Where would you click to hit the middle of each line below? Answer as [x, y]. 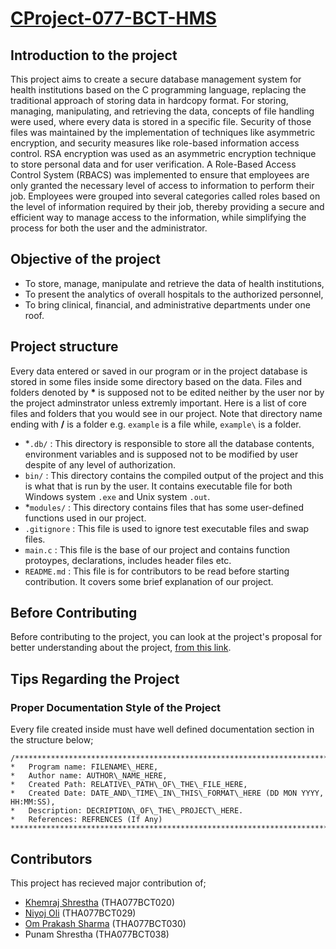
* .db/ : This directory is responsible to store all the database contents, [169, 443]
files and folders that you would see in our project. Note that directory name [166, 413]
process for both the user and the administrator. [109, 228]
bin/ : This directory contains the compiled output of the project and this [174, 475]
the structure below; [52, 740]
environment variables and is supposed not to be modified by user [161, 454]
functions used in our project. [85, 518]
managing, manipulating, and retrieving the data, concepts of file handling [162, 111]
